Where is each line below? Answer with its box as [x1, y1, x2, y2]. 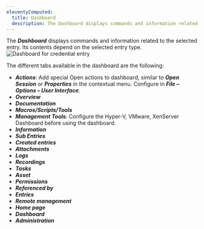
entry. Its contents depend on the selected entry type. [6, 43, 142, 51]
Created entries [15, 139, 56, 146]
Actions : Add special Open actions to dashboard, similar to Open [15, 74, 180, 81]
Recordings [15, 159, 46, 166]
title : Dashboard [12, 15, 56, 21]
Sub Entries [15, 132, 46, 140]
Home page [15, 204, 46, 211]
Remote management [15, 197, 72, 205]
